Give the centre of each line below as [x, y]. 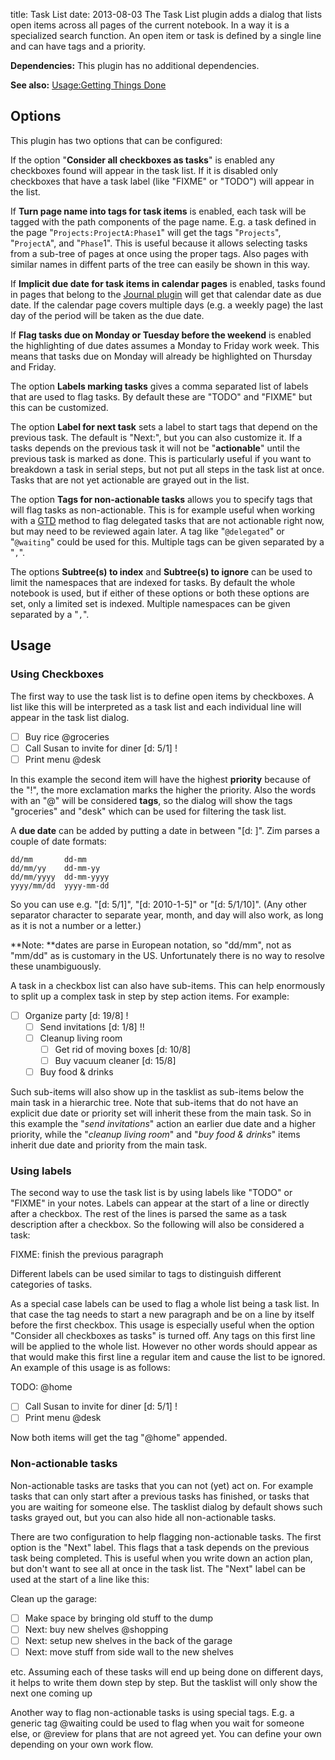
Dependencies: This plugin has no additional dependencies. [135, 65]
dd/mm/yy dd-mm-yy [55, 868]
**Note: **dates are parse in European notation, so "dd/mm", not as [151, 945]
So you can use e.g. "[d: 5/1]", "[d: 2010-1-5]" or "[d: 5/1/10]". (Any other [159, 904]
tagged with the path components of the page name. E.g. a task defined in [163, 221]
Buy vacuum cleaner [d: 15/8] [115, 1060]
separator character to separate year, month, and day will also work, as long [167, 915]
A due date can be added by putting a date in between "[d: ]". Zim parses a [165, 830]
